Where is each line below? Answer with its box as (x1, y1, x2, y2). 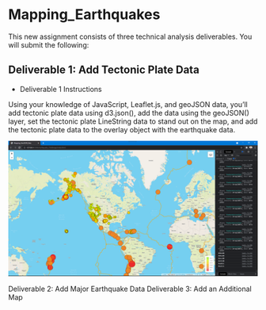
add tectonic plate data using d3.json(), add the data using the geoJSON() (8, 108, 249, 117)
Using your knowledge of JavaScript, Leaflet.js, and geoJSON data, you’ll (8, 99, 248, 109)
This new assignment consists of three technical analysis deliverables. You (8, 32, 253, 41)
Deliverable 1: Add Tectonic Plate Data (8, 63, 199, 77)
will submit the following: (8, 40, 89, 49)
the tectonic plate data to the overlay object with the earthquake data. (8, 124, 236, 134)
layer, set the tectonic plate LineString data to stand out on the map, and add (8, 117, 258, 126)
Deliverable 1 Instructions (19, 84, 103, 94)
